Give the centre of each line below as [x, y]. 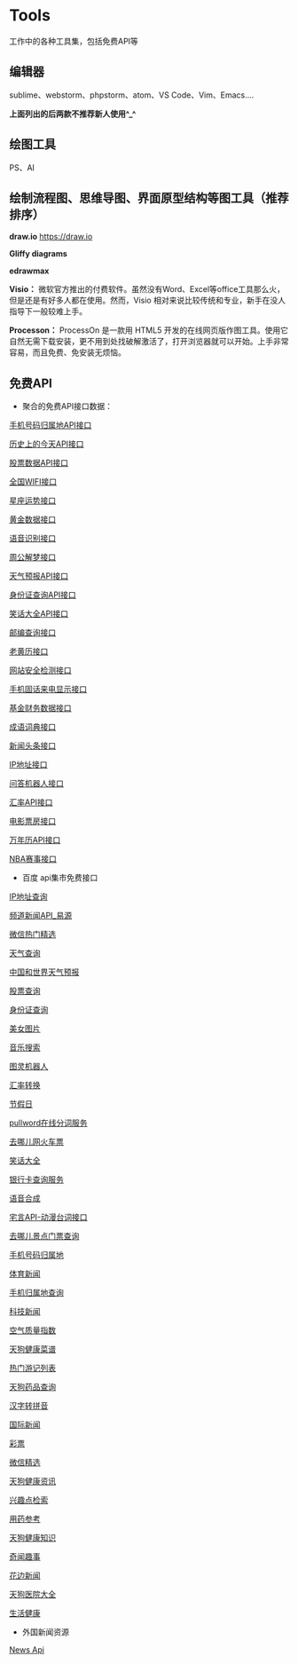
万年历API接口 [35, 840]
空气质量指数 [32, 1330]
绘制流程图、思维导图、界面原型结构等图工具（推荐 [149, 197]
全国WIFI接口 [33, 482]
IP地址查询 [28, 896]
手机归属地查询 [36, 1293]
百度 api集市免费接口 [60, 878]
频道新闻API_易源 [41, 916]
